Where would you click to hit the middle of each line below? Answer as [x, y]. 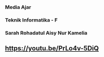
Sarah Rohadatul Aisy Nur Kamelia [46, 33]
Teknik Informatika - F [31, 20]
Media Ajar [18, 7]
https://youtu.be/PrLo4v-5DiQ [52, 49]
